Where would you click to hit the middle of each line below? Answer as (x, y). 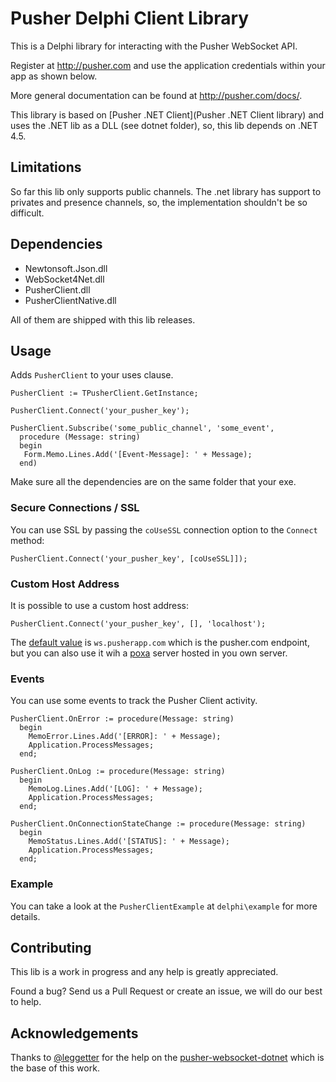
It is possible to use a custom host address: (100, 605)
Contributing (51, 947)
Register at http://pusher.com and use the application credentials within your (168, 65)
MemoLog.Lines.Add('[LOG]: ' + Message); (115, 789)
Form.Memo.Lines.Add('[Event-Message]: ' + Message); (138, 455)
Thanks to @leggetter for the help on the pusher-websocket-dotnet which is (167, 1058)
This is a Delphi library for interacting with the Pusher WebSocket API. (154, 46)
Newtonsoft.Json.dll (66, 268)
